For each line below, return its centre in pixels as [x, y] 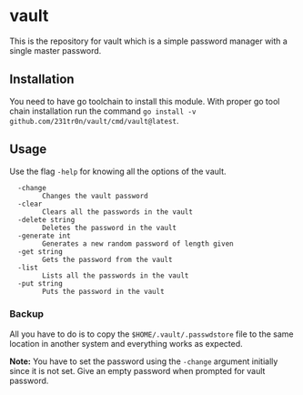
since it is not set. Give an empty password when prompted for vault [137, 370]
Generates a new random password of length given [138, 243]
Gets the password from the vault [107, 259]
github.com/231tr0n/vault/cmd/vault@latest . [94, 120]
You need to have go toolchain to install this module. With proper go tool [145, 101]
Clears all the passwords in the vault [118, 212]
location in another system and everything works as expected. [126, 343]
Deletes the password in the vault [110, 228]
